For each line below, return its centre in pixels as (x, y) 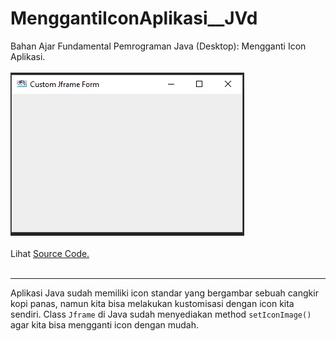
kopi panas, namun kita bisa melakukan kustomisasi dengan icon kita (152, 303)
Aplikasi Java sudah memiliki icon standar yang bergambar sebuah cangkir (164, 293)
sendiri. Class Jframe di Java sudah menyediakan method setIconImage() (161, 314)
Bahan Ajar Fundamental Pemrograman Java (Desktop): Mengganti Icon (158, 46)
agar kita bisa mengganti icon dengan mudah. (105, 324)
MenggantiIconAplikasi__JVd (134, 18)
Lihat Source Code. (50, 253)
